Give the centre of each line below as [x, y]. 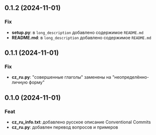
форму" [36, 83]
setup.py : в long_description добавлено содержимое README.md [78, 32]
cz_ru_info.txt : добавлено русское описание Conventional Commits [81, 122]
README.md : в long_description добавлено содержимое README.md [81, 37]
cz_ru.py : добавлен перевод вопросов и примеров [65, 127]
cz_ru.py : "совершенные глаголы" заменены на [61, 77]
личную [19, 83]
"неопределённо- [130, 77]
